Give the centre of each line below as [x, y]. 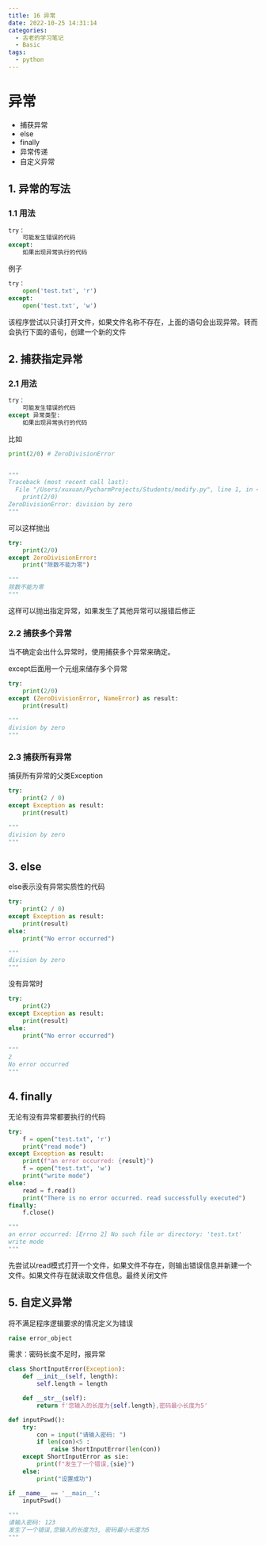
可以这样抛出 [29, 528]
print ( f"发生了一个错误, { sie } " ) [86, 1464]
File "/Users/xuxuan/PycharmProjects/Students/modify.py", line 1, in [134, 490]
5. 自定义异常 [40, 1303]
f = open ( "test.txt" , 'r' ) [67, 1139]
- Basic [28, 45]
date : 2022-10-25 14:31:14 [53, 23]
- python [30, 60]
